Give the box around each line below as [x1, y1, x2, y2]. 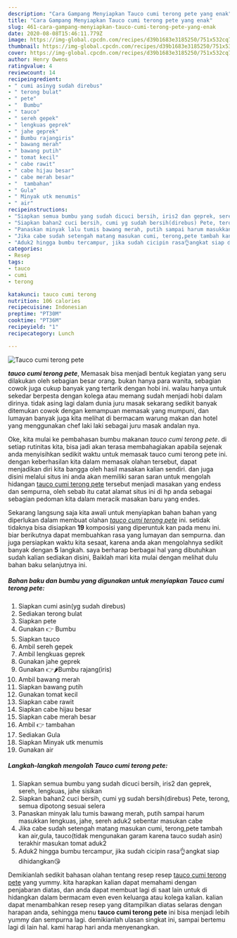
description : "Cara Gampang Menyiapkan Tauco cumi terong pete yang [8, 10, 213, 18]
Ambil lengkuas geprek [18, 649, 85, 658]
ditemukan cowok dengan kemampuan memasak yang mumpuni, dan [8, 406, 210, 415]
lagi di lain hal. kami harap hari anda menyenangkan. [8, 923, 160, 931]
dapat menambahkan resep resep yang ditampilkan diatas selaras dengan [8, 900, 222, 908]
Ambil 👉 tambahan [18, 720, 75, 729]
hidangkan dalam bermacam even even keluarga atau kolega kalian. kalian [8, 893, 224, 901]
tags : [8, 259, 24, 266]
